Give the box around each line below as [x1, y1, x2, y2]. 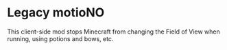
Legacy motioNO [7, 5, 105, 21]
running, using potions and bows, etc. [7, 34, 114, 42]
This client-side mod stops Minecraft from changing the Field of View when [7, 27, 221, 36]
